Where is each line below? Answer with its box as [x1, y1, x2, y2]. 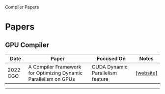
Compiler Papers [5, 4, 39, 10]
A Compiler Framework [28, 64, 82, 70]
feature [91, 76, 109, 82]
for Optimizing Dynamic [28, 70, 83, 76]
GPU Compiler [5, 41, 49, 49]
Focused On [97, 55, 126, 62]
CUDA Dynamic [91, 64, 128, 70]
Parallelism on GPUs [28, 76, 75, 82]
